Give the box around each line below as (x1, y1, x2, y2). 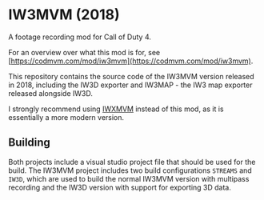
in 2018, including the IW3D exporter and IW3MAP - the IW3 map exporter (8, 80, 253, 90)
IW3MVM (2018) (8, 6, 120, 24)
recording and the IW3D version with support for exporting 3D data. (8, 182, 232, 192)
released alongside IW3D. (8, 88, 94, 98)
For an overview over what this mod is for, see (8, 47, 161, 57)
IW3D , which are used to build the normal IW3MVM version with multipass (8, 174, 250, 183)
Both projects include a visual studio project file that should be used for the (8, 157, 256, 166)
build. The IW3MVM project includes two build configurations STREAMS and (8, 166, 252, 175)
